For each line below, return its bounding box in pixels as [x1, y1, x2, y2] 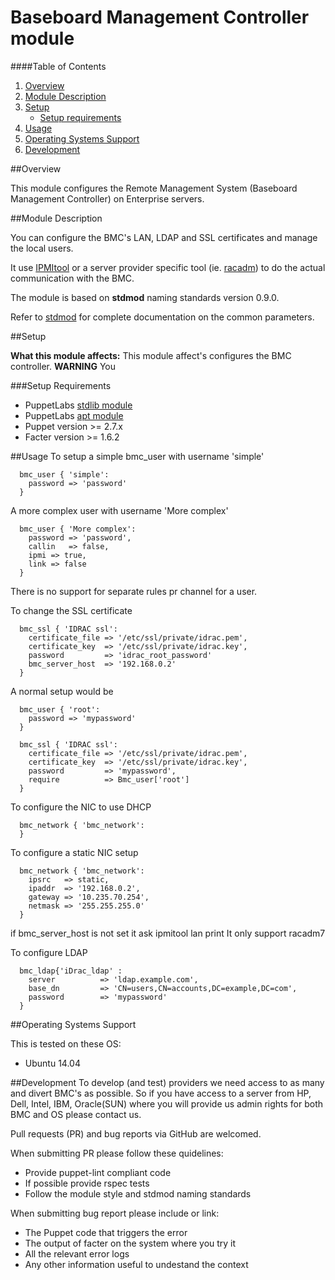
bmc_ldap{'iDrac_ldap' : [19, 966, 123, 976]
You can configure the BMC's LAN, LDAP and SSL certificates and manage [10, 231, 318, 243]
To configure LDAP [10, 946, 88, 958]
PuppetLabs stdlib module [24, 399, 133, 411]
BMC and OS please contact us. [10, 1108, 142, 1120]
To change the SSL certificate [10, 604, 133, 616]
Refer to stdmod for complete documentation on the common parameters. [10, 311, 315, 323]
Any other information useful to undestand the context [24, 1258, 249, 1270]
